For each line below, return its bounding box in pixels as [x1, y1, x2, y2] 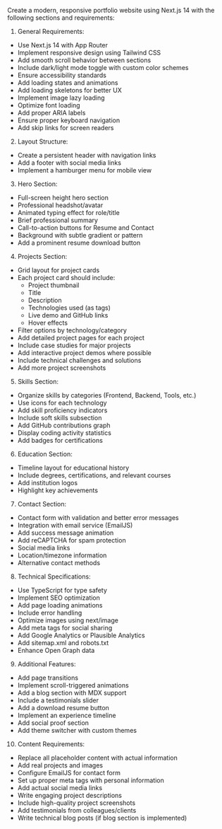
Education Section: [17, 450, 73, 458]
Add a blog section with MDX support [17, 689, 127, 697]
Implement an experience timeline [17, 711, 116, 719]
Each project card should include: [17, 274, 116, 282]
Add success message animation [17, 528, 114, 537]
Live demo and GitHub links [27, 311, 109, 319]
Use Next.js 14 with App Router [17, 41, 108, 49]
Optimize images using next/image [17, 616, 118, 625]
